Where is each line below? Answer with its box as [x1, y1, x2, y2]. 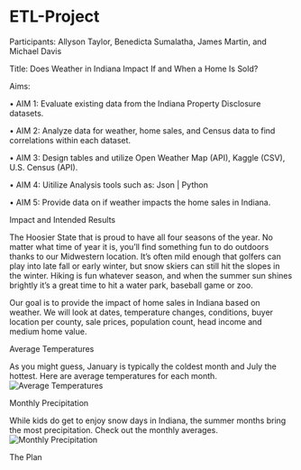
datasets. [9, 107, 44, 118]
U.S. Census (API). [9, 161, 78, 172]
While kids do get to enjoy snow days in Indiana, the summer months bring [9, 415, 287, 426]
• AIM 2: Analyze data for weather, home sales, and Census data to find [9, 124, 276, 136]
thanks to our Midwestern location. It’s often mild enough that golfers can [9, 251, 281, 262]
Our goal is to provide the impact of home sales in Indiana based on [9, 297, 260, 308]
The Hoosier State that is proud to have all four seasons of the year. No [9, 232, 273, 243]
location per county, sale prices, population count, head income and [9, 316, 263, 327]
